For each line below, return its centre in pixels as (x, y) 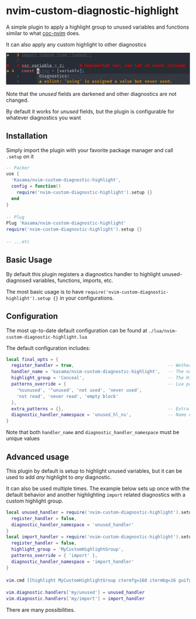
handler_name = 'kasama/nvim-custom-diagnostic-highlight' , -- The (97, 372)
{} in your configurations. (83, 298)
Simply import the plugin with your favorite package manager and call (90, 150)
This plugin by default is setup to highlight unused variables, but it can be (94, 471)
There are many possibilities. (41, 610)
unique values (23, 439)
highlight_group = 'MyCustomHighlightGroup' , (68, 549)
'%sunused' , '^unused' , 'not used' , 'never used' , (79, 390)
